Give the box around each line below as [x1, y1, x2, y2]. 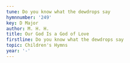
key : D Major [6, 20, 39, 26]
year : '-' [6, 48, 31, 54]
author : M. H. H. [6, 25, 49, 32]
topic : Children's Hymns [6, 43, 68, 49]
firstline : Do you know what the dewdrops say [6, 37, 124, 43]
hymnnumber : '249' [6, 14, 52, 20]
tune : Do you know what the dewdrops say [6, 8, 111, 15]
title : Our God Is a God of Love [6, 31, 89, 37]
